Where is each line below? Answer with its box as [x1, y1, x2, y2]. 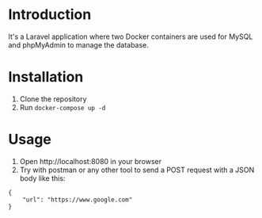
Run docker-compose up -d [19, 102, 106, 112]
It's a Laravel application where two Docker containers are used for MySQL [8, 32, 253, 41]
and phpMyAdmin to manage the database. [8, 40, 149, 49]
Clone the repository [19, 94, 87, 104]
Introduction [8, 6, 92, 24]
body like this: [19, 173, 66, 183]
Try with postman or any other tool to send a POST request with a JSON [19, 165, 255, 174]
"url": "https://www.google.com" [22, 196, 133, 204]
